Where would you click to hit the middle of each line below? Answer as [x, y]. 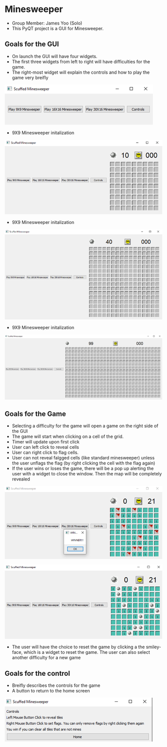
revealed [21, 479]
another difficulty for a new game [46, 658]
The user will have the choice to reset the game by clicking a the [78, 647]
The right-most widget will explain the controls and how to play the [81, 72]
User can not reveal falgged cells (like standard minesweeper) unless [83, 458]
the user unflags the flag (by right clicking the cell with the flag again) [83, 463]
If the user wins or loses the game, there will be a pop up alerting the [83, 468]
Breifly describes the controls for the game [56, 685]
